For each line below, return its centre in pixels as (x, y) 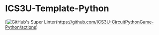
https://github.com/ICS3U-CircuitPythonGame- (105, 22)
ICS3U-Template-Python (57, 9)
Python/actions (21, 27)
